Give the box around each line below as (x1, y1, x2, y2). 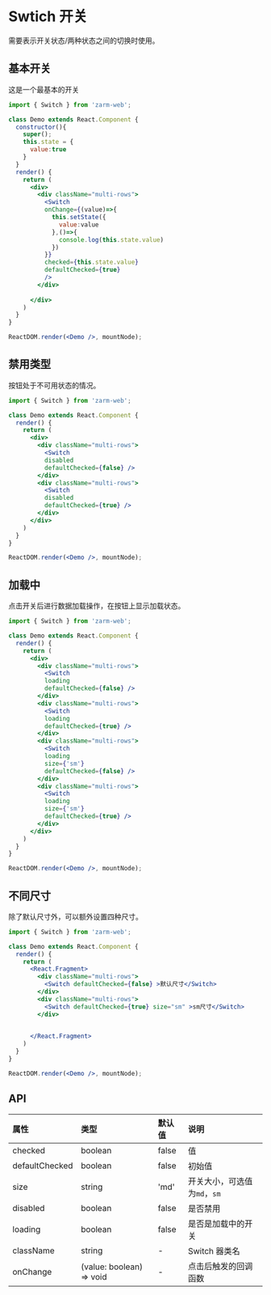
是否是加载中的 (188, 1218, 245, 1229)
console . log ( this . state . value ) (59, 235, 164, 243)
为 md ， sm (188, 1187, 221, 1199)
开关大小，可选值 (188, 1175, 253, 1187)
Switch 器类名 (188, 1245, 240, 1256)
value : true (29, 146, 67, 154)
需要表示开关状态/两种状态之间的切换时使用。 (8, 36, 160, 45)
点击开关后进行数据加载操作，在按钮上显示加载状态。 (8, 601, 186, 611)
